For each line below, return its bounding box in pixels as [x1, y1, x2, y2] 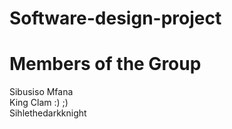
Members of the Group [9, 53, 202, 76]
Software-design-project [9, 7, 222, 30]
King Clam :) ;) [9, 97, 69, 109]
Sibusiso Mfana [9, 86, 74, 98]
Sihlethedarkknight [9, 107, 87, 119]
